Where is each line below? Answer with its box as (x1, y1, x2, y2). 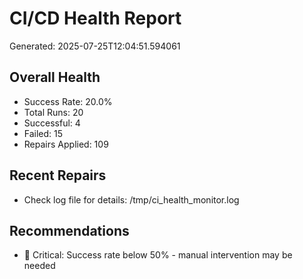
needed (23, 260, 56, 272)
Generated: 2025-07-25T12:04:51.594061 (9, 40, 181, 52)
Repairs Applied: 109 (23, 138, 109, 150)
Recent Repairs (9, 167, 107, 184)
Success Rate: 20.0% (23, 95, 113, 107)
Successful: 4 (23, 117, 81, 129)
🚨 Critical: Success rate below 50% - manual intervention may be (23, 249, 293, 261)
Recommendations (9, 222, 130, 239)
